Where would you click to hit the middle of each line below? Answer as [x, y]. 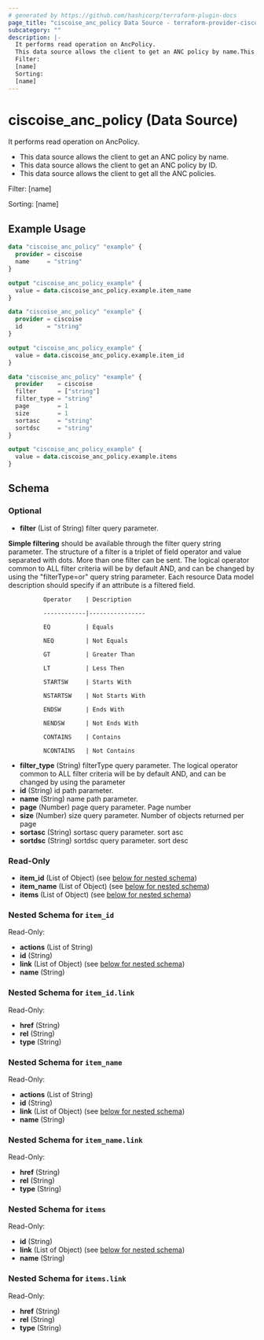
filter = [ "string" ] [58, 391]
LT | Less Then [84, 668]
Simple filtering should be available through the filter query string [115, 543]
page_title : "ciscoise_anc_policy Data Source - [89, 23]
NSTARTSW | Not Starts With [94, 696]
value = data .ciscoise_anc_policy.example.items [96, 457]
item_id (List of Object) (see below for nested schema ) [108, 878]
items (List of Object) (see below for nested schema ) [105, 894]
